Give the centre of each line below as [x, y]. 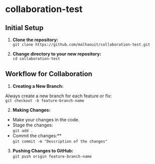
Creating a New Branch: [38, 86]
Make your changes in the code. [46, 119]
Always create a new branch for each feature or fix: [59, 96]
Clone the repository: [35, 40]
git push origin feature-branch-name [52, 156]
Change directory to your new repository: [57, 54]
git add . [23, 131]
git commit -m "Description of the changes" [60, 141]
